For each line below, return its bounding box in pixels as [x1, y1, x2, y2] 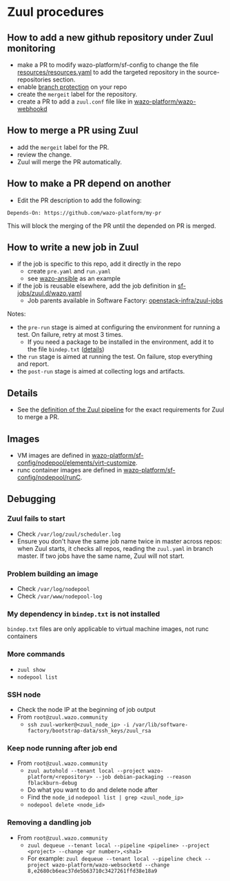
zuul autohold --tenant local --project [27, 768, 145, 775]
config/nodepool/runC [17, 474, 81, 482]
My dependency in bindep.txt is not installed [7, 609, 160, 619]
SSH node [7, 690, 41, 699]
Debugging [7, 493, 56, 505]
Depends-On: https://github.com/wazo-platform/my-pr [7, 209, 162, 216]
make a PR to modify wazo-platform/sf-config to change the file [17, 61, 199, 69]
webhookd [17, 105, 48, 113]
